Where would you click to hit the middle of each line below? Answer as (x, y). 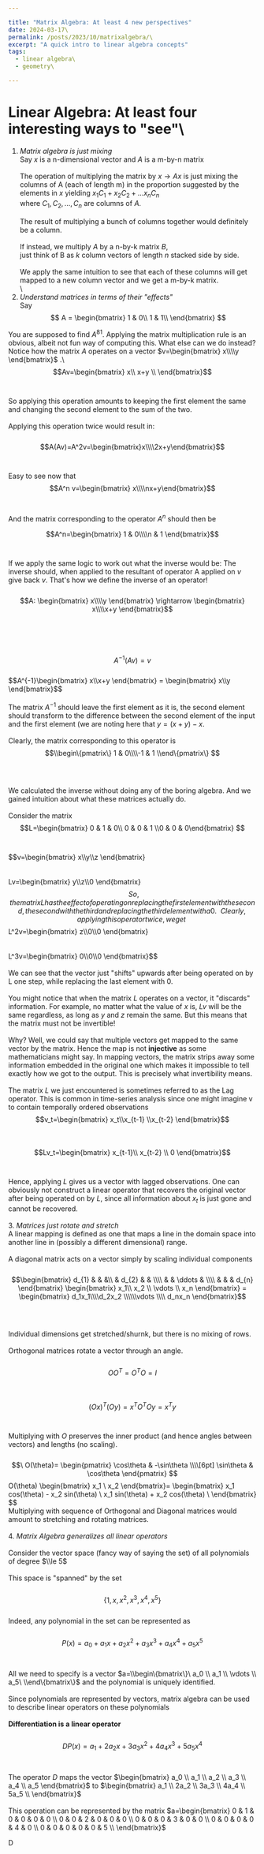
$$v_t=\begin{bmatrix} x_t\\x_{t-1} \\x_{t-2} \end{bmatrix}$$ (132, 1120)
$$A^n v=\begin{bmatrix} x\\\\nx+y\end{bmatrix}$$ (132, 488)
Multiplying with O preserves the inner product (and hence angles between (130, 1436)
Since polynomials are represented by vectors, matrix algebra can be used (129, 1699)
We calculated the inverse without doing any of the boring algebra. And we (130, 791)
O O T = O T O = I (132, 1372)
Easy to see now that (42, 476)
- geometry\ (35, 67)
